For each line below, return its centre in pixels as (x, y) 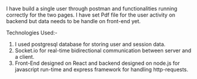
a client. (24, 57)
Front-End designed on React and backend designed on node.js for (97, 63)
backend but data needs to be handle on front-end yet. (74, 21)
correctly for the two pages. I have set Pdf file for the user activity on (91, 15)
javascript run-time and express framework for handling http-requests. (101, 69)
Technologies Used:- (32, 33)
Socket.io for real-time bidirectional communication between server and (103, 50)
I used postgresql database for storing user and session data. (90, 44)
